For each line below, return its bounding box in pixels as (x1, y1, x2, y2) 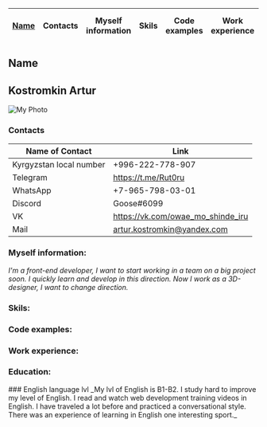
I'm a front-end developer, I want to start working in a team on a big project (8, 265, 256, 275)
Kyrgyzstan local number (12, 159, 106, 170)
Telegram (12, 171, 48, 182)
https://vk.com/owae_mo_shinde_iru (113, 210, 249, 221)
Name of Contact (25, 145, 92, 156)
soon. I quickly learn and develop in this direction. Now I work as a (8, 274, 226, 284)
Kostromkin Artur (8, 84, 97, 97)
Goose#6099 (113, 198, 164, 209)
